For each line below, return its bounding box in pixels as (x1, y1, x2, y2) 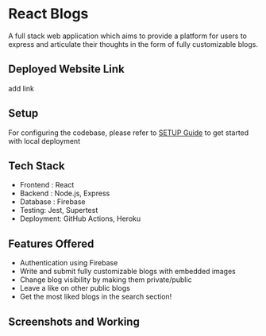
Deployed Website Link (8, 63, 125, 76)
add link (8, 83, 34, 93)
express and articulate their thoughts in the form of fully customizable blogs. (8, 39, 259, 48)
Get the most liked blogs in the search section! (19, 292, 172, 302)
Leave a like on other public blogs (19, 284, 131, 293)
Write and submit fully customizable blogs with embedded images (19, 267, 236, 276)
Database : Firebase (19, 197, 86, 207)
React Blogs (8, 5, 89, 23)
